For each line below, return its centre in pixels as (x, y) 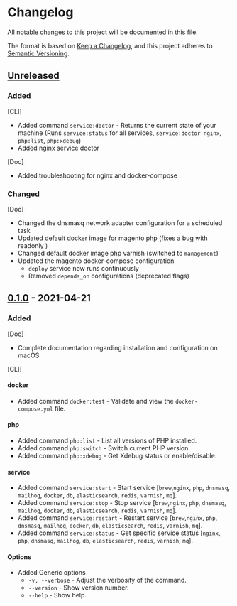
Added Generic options (52, 573)
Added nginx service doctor (58, 148)
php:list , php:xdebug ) (49, 140)
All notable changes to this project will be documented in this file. (103, 32)
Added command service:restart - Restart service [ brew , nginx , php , (117, 518)
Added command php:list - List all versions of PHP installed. (107, 440)
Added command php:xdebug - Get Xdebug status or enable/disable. (117, 456)
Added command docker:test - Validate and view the (95, 401)
